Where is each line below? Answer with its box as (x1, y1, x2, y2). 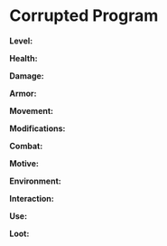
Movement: (9, 105, 54, 116)
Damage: (9, 70, 45, 81)
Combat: (9, 140, 43, 151)
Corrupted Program (9, 5, 159, 26)
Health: (9, 52, 38, 63)
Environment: (9, 175, 61, 186)
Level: (9, 35, 33, 46)
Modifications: (9, 123, 66, 134)
